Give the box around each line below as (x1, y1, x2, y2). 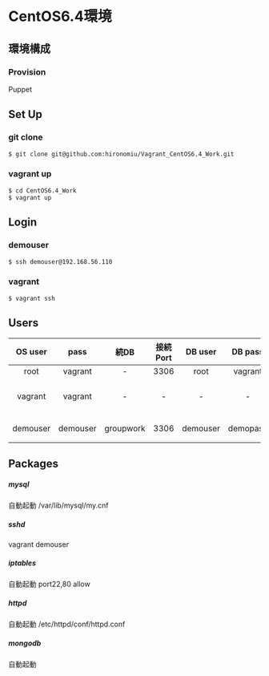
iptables (8, 558, 37, 568)
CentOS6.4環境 (8, 7, 112, 26)
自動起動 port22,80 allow (8, 579, 90, 589)
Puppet (8, 84, 33, 94)
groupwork (104, 423, 146, 434)
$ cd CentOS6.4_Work (8, 186, 78, 195)
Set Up (8, 107, 42, 121)
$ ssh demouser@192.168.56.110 (8, 257, 113, 265)
